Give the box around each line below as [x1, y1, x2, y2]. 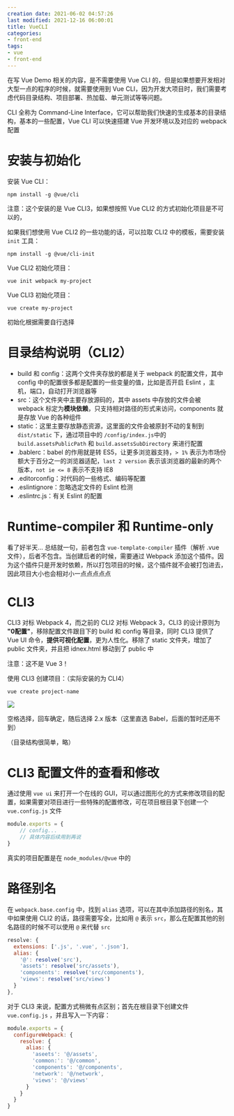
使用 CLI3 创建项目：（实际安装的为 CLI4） [7, 674, 128, 682]
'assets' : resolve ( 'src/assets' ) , [19, 962, 120, 970]
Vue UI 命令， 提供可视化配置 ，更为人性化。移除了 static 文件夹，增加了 [7, 635, 212, 644]
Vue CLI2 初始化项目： [7, 263, 72, 272]
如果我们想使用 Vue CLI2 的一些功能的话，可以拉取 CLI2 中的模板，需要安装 [7, 228, 225, 236]
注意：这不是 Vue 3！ [7, 659, 69, 667]
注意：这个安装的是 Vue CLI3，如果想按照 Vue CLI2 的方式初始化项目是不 [7, 204, 218, 212]
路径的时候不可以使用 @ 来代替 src [13, 922, 111, 931]
